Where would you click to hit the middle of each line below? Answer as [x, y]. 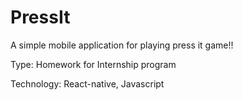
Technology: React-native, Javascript [87, 83]
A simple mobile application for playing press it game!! [122, 45]
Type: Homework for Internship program [93, 64]
